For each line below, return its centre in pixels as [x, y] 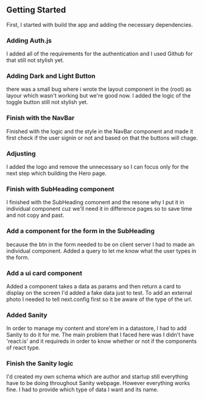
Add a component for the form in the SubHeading [81, 231]
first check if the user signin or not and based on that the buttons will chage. [102, 138]
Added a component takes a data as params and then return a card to [94, 286]
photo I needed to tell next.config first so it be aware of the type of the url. [99, 299]
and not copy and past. [35, 215]
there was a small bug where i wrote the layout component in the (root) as [99, 89]
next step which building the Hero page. [57, 173]
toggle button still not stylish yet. [47, 102]
